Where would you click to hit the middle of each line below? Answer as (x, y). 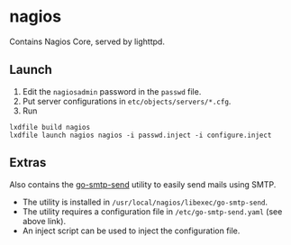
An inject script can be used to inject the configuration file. (131, 231)
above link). (44, 221)
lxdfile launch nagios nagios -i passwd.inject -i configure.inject (141, 135)
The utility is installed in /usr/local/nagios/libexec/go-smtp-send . (145, 202)
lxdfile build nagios (50, 127)
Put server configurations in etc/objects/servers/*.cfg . (127, 101)
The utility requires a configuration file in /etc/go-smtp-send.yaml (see (152, 211)
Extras (28, 163)
